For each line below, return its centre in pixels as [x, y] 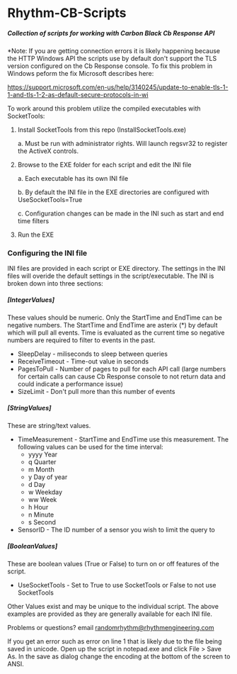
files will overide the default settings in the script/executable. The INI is [111, 276]
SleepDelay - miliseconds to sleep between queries [93, 354]
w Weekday [45, 492]
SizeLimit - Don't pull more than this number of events [96, 392]
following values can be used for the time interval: [91, 447]
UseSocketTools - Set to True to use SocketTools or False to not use [117, 585]
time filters [33, 221]
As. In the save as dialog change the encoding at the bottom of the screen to [119, 656]
